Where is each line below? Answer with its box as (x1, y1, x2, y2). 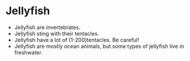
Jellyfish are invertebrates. (14, 24, 81, 31)
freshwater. (14, 49, 43, 56)
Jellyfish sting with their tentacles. (14, 30, 99, 37)
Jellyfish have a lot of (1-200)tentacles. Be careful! (14, 36, 140, 43)
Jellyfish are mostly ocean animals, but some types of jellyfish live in (14, 43, 184, 50)
